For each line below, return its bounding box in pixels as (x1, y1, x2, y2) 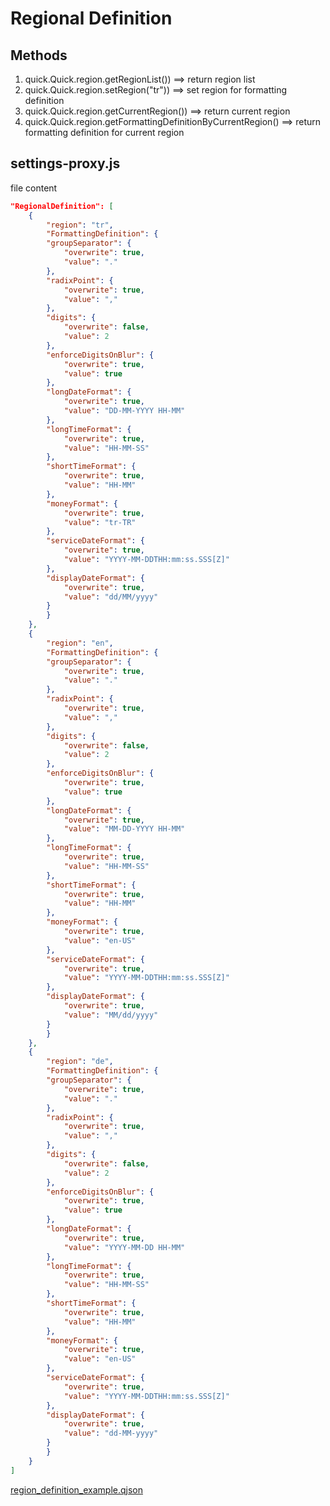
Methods (10, 47, 68, 64)
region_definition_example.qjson (10, 1483, 144, 1496)
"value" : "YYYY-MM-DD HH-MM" (63, 1242, 186, 1252)
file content (10, 182, 58, 194)
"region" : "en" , (46, 638, 114, 648)
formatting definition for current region (24, 127, 185, 138)
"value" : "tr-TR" (63, 517, 137, 527)
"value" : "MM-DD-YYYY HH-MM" (63, 824, 186, 834)
